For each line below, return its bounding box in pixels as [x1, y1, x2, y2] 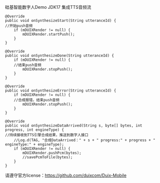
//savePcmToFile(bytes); [22, 155, 73, 160]
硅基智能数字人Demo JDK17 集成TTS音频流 [5, 4, 91, 10]
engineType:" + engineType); [5, 142, 64, 147]
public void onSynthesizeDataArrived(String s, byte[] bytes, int [5, 123, 142, 128]
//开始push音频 [5, 23, 33, 28]
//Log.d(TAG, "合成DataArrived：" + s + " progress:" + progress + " [14, 138, 156, 143]
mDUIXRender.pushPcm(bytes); [22, 150, 82, 155]
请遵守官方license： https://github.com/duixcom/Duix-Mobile [5, 172, 127, 178]
